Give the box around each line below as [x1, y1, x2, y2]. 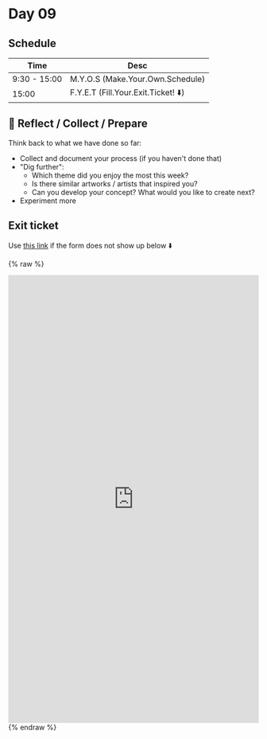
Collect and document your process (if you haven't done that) [19, 153, 222, 163]
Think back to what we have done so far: [8, 138, 141, 147]
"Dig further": [19, 162, 65, 171]
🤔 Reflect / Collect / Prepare [8, 117, 149, 131]
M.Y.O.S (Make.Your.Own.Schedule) [70, 73, 205, 84]
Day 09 [8, 5, 57, 23]
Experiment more [19, 196, 77, 205]
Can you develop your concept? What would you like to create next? [31, 187, 256, 197]
